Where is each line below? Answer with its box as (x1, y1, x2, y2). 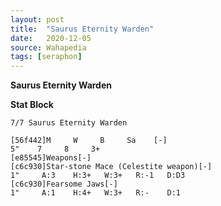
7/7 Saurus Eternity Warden (10, 118, 128, 128)
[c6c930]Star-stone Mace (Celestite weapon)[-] (10, 162, 213, 172)
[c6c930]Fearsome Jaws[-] (10, 179, 118, 190)
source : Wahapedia (10, 42, 87, 53)
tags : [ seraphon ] (10, 52, 83, 62)
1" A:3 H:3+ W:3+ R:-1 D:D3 (10, 171, 186, 181)
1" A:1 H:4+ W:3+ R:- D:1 (10, 188, 182, 198)
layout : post (10, 14, 65, 25)
